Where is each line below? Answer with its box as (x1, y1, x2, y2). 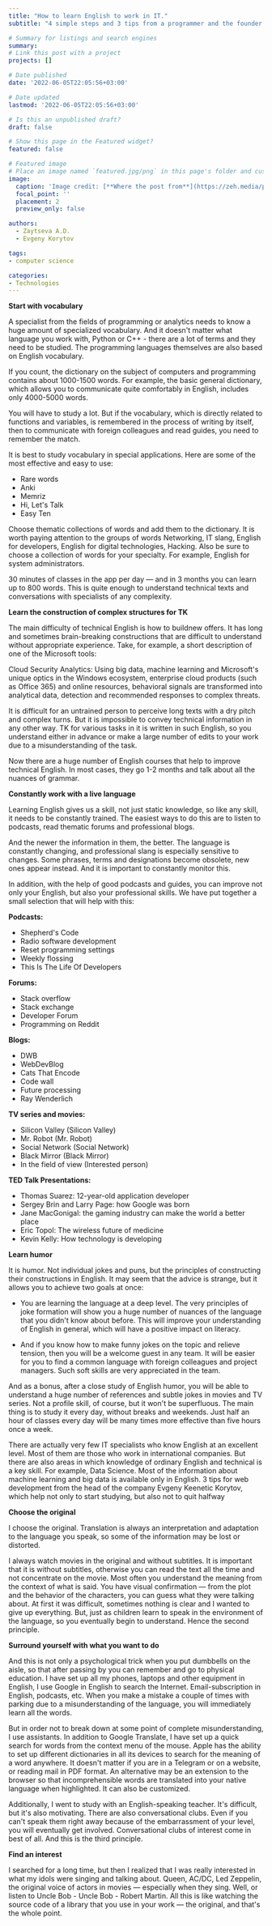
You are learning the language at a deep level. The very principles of (19, 1298, 249, 1308)
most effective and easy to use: (8, 458, 113, 468)
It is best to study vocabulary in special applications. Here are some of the (8, 450, 257, 460)
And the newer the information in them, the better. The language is (8, 837, 231, 847)
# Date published (8, 71, 67, 79)
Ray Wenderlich (19, 1094, 73, 1104)
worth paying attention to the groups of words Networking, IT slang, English (8, 533, 261, 543)
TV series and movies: (8, 1110, 86, 1119)
